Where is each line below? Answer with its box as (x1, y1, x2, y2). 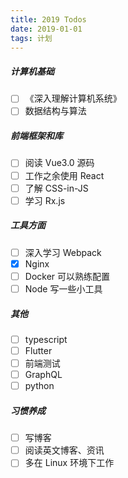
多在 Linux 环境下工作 (24, 457, 115, 469)
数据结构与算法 (24, 105, 87, 117)
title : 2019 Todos (10, 14, 87, 25)
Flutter (24, 344, 53, 356)
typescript (24, 333, 68, 345)
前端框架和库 (10, 130, 63, 142)
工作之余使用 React (24, 169, 105, 181)
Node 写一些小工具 (24, 282, 103, 295)
